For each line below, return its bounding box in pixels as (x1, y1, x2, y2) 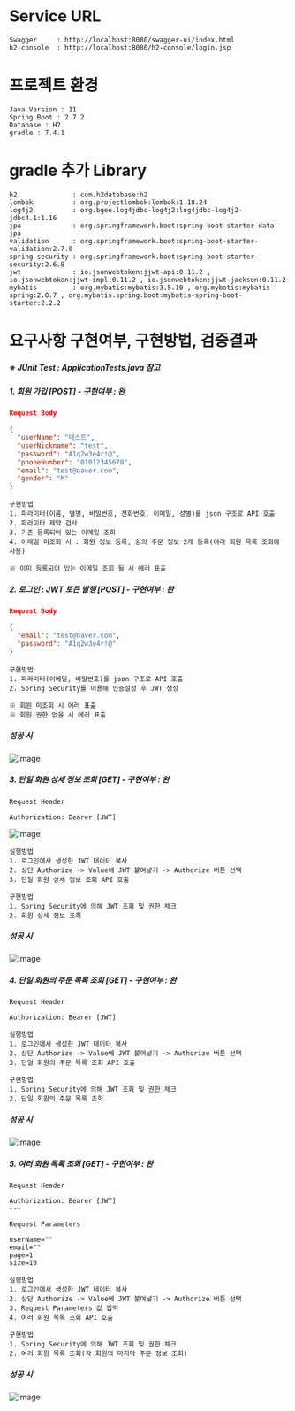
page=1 (9, 1251, 34, 1260)
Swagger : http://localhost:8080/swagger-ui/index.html (9, 35, 236, 44)
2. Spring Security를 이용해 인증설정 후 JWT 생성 (9, 684, 179, 693)
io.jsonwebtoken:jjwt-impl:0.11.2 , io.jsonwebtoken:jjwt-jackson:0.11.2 (9, 275, 287, 284)
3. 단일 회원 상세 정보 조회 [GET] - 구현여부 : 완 (9, 774, 170, 785)
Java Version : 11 (9, 104, 77, 114)
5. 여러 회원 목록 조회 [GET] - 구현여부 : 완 (9, 1159, 154, 1169)
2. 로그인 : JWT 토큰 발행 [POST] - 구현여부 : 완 (9, 584, 174, 594)
